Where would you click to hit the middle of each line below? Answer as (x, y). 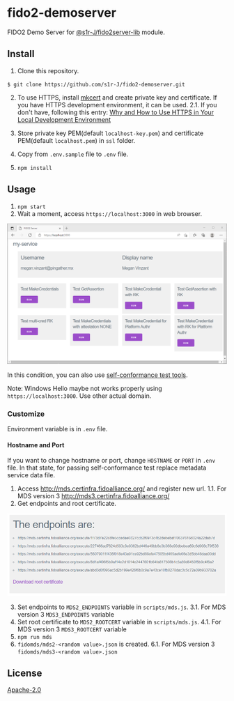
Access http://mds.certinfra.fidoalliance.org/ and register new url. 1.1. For (122, 488)
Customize (26, 414)
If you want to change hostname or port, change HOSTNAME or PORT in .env (111, 461)
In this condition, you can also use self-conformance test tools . (97, 375)
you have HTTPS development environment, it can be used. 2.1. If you (117, 105)
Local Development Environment (64, 119)
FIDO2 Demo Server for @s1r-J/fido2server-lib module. (86, 32)
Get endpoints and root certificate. (67, 504)
